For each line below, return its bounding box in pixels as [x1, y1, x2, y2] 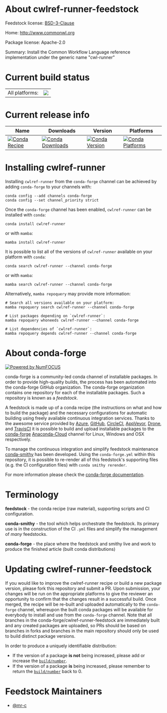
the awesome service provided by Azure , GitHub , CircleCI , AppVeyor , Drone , [5, 420, 162, 426]
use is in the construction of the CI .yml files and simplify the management [5, 525, 158, 532]
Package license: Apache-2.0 [5, 39, 66, 45]
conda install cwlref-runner [5, 221, 66, 227]
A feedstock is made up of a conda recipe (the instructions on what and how [5, 404, 162, 410]
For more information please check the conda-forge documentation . [5, 472, 145, 477]
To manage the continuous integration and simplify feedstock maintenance [5, 446, 159, 452]
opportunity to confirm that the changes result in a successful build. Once [5, 596, 157, 602]
